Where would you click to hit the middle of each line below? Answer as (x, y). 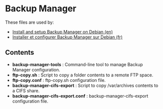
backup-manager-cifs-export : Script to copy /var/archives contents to (85, 85)
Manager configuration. (36, 70)
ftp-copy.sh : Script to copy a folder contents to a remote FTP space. (83, 75)
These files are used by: (30, 22)
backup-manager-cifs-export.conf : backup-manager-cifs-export (80, 96)
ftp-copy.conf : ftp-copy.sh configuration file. (59, 80)
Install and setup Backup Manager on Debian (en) (63, 32)
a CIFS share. (26, 91)
